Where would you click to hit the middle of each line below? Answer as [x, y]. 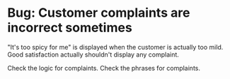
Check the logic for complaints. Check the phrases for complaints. [104, 68]
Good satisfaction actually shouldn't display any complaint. [93, 55]
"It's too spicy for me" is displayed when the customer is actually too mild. [115, 47]
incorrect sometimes [70, 28]
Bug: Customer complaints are [99, 13]
